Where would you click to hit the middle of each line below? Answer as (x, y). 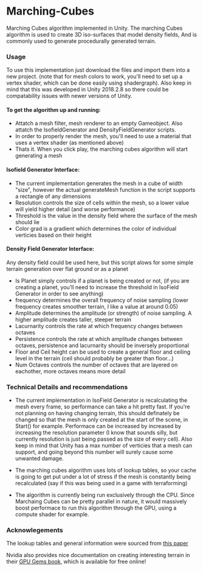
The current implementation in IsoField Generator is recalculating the (101, 401)
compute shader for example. (52, 514)
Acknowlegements (35, 530)
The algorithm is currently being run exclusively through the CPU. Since (105, 495)
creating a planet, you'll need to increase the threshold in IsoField (97, 287)
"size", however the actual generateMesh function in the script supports (105, 189)
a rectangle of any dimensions (53, 196)
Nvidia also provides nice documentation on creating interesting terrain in (98, 555)
